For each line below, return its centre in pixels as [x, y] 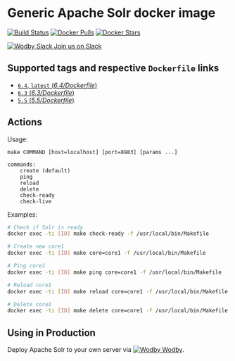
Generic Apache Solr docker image [112, 13]
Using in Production [52, 332]
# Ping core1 [26, 266]
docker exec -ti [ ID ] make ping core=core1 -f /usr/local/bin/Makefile [114, 272]
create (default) [45, 170]
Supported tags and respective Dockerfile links [113, 68]
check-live [36, 201]
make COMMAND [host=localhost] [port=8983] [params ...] [93, 152]
